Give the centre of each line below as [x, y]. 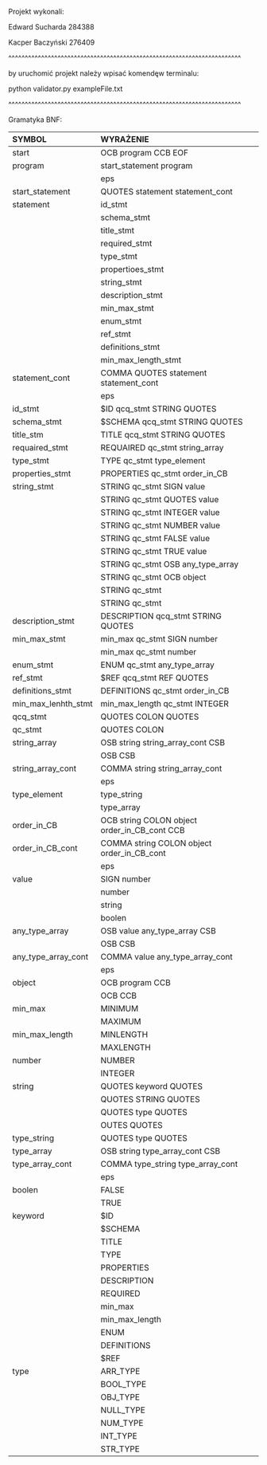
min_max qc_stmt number [149, 652]
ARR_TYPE [120, 1371]
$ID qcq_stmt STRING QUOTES [159, 408]
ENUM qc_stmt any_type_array [157, 665]
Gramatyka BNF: [35, 120]
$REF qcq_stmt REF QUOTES [155, 678]
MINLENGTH [124, 1034]
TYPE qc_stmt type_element [153, 460]
